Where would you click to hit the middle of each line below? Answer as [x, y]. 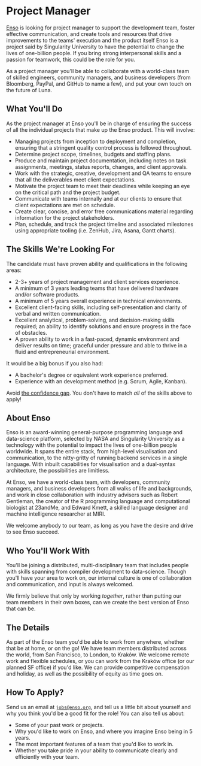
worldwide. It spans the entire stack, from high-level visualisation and [92, 452]
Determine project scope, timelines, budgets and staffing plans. [93, 154]
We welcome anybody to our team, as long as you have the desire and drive [100, 526]
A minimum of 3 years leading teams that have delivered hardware [97, 288]
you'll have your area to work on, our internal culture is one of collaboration [99, 578]
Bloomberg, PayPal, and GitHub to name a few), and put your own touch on [99, 84]
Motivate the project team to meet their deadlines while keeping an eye [102, 186]
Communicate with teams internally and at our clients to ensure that [98, 198]
